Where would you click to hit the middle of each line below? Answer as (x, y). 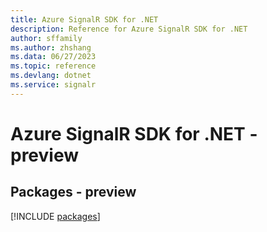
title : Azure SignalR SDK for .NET (84, 19)
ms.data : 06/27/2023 (53, 57)
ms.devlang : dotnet (51, 76)
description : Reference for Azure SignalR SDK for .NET (129, 29)
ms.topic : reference (53, 66)
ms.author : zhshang (51, 47)
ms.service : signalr (53, 85)
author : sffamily (46, 38)
